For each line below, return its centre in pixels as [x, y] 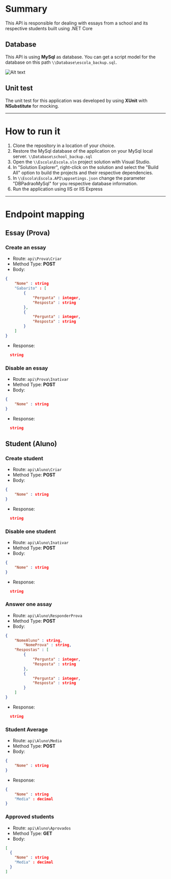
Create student [24, 458]
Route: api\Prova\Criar [37, 259]
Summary [26, 9]
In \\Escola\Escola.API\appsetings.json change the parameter [79, 178]
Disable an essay [27, 368]
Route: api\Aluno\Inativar [40, 542]
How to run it [33, 131]
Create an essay [26, 247]
